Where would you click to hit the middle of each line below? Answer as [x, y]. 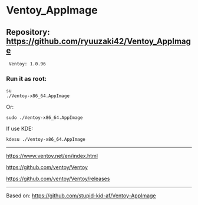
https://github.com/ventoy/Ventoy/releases [58, 179]
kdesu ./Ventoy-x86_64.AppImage [46, 140]
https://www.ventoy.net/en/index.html [52, 156]
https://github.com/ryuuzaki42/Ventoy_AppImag [99, 41]
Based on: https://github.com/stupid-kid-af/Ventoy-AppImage [81, 196]
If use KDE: [20, 129]
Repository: [28, 32]
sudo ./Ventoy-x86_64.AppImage [44, 118]
